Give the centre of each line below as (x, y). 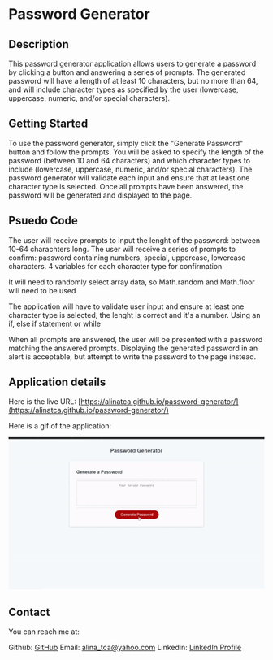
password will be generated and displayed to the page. (100, 195)
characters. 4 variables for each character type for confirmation (115, 266)
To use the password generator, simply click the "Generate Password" (126, 143)
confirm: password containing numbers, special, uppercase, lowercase (127, 258)
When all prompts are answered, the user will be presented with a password (136, 339)
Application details (57, 382)
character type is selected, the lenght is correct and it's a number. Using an (134, 315)
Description (39, 44)
